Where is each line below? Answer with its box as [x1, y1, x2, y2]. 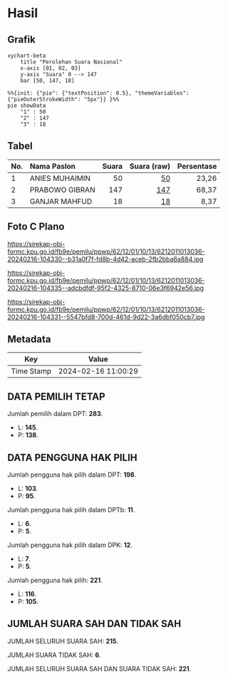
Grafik [7, 33, 36, 46]
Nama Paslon [29, 161, 76, 171]
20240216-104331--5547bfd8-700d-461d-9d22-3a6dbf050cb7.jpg [7, 312, 205, 321]
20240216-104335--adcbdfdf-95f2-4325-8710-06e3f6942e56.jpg [7, 284, 204, 292]
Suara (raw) [129, 161, 171, 171]
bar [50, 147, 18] [20, 77, 75, 84]
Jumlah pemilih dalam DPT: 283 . [7, 410, 103, 418]
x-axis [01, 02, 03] [20, 65, 81, 72]
